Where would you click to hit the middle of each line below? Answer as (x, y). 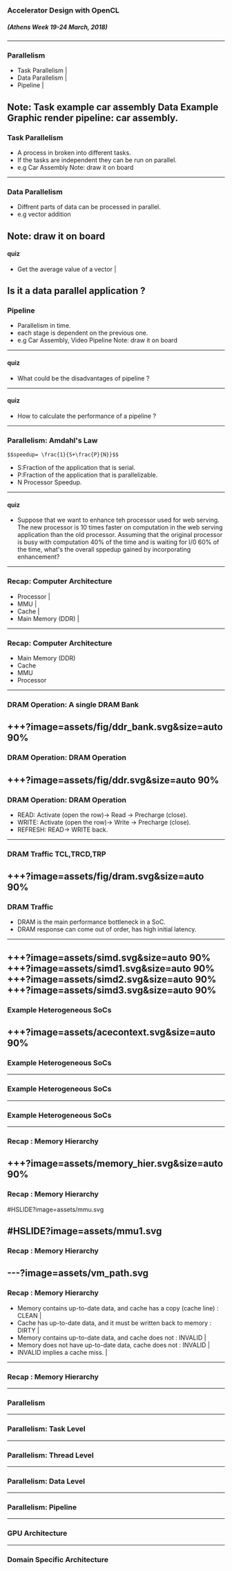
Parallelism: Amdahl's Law (52, 440)
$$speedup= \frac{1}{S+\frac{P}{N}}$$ (63, 455)
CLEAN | (29, 1315)
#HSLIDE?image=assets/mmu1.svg (85, 1231)
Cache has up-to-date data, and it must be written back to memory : (114, 1323)
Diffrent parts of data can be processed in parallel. (89, 207)
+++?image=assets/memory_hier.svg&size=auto (115, 1164)
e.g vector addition (44, 214)
